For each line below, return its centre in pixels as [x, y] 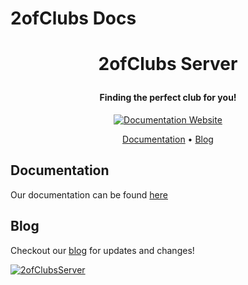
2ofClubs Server [168, 64]
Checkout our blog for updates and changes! [102, 250]
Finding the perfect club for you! [168, 98]
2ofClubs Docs [73, 18]
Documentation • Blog [168, 139]
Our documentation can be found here [89, 194]
